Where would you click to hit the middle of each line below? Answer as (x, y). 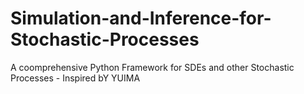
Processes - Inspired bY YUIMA (75, 78)
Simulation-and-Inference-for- (141, 18)
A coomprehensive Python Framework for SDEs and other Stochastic (152, 67)
